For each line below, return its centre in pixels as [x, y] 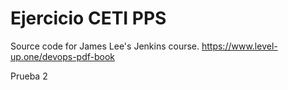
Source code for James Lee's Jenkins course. [105, 46]
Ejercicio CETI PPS [88, 18]
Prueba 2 [29, 76]
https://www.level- [239, 46]
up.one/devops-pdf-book [63, 56]
